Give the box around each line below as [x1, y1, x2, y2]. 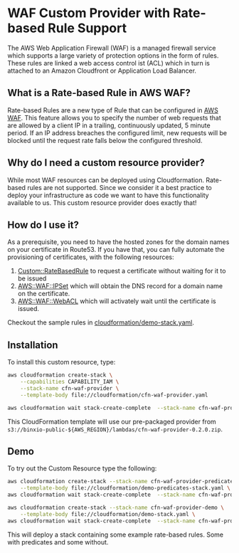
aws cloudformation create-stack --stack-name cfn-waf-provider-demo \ [7, 504, 224, 511]
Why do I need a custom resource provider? [7, 157, 205, 169]
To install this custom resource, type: [7, 358, 116, 367]
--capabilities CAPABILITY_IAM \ [20, 379, 119, 386]
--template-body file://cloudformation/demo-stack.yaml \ [20, 510, 196, 517]
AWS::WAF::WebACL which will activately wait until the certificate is [17, 297, 216, 305]
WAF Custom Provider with [7, 5, 171, 21]
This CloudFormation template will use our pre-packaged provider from [7, 417, 217, 426]
